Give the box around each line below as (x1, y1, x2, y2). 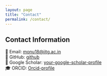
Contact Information (5, 35, 70, 44)
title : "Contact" (5, 12, 42, 17)
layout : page (5, 7, 33, 13)
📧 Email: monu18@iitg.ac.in (5, 49, 61, 55)
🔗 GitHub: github (5, 54, 40, 60)
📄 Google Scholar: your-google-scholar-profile (5, 59, 102, 65)
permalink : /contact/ (5, 17, 51, 22)
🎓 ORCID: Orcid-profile (5, 65, 55, 71)
